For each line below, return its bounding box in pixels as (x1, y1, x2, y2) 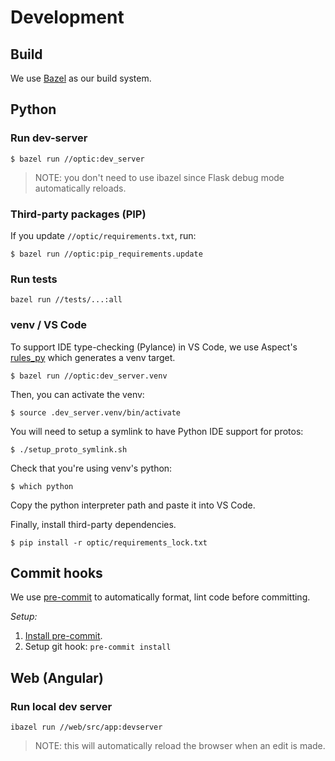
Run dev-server (10, 131, 88, 145)
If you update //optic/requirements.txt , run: (10, 229, 197, 241)
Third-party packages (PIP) (10, 207, 147, 221)
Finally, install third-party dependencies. (10, 518, 177, 530)
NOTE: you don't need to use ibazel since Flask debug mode (34, 171, 285, 183)
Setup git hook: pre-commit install (24, 641, 172, 653)
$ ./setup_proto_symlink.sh (10, 444, 128, 455)
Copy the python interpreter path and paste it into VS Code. (10, 499, 256, 511)
